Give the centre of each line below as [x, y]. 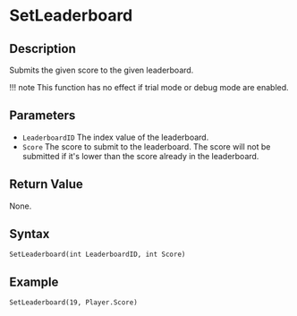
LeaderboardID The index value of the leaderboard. [115, 137]
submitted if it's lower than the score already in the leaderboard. [140, 156]
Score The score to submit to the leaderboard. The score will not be [146, 146]
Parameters [42, 116]
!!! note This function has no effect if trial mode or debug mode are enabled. [149, 87]
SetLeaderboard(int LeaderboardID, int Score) [98, 255]
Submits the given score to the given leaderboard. [102, 70]
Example [34, 282]
